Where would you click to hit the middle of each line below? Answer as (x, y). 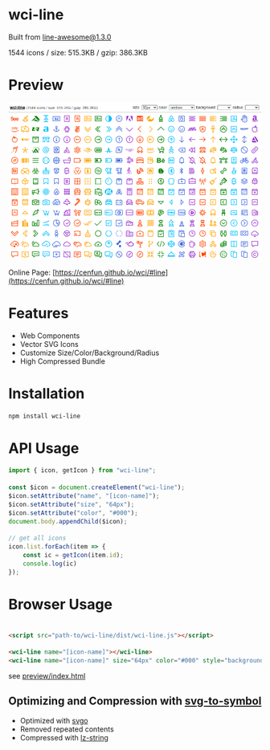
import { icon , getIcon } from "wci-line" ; (82, 471)
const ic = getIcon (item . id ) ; (74, 556)
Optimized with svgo (54, 720)
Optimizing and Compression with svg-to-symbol (135, 701)
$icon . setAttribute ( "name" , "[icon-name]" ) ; (84, 495)
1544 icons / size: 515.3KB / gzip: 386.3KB (78, 52)
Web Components (50, 336)
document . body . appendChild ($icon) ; (68, 521)
